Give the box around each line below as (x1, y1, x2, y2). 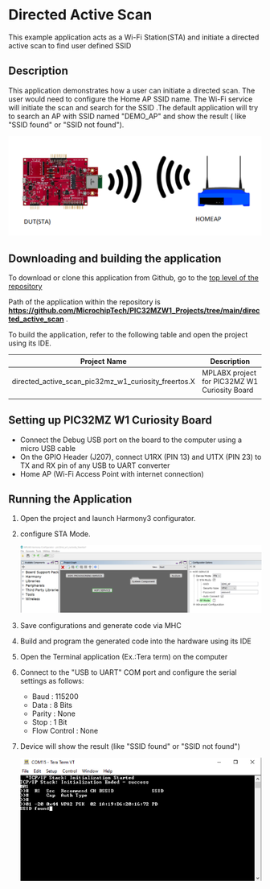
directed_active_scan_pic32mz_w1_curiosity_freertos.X (11, 377, 195, 387)
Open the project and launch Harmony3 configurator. (19, 514, 196, 523)
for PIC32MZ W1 (202, 377, 259, 387)
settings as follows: (19, 676, 84, 686)
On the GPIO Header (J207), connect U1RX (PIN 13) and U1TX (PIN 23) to (19, 452, 262, 461)
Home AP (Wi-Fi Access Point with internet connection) (19, 469, 204, 478)
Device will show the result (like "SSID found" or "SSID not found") (19, 742, 241, 751)
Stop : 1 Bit (31, 717, 67, 727)
